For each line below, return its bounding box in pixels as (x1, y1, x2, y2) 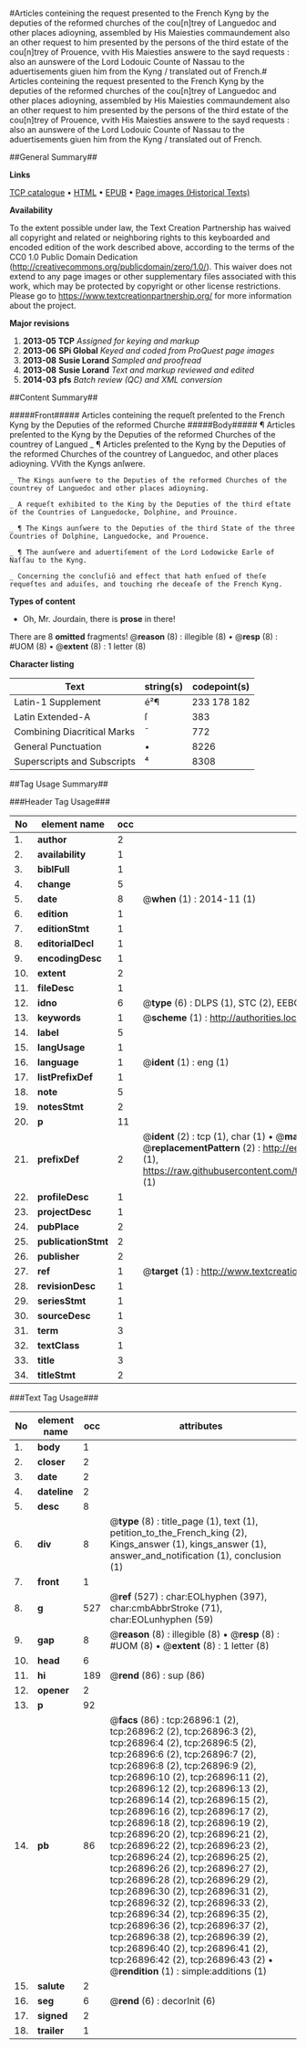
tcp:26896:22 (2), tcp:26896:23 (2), (109, 1840, 269, 1852)
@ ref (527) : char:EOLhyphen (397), (109, 1590, 267, 1602)
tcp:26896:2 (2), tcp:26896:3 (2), (109, 1726, 257, 1737)
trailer (37, 2024, 65, 2036)
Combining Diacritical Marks (14, 725, 135, 738)
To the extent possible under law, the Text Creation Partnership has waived (9, 223, 291, 233)
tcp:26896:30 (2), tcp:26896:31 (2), (109, 1885, 269, 1897)
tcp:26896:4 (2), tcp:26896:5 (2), (109, 1737, 257, 1748)
